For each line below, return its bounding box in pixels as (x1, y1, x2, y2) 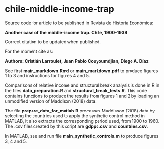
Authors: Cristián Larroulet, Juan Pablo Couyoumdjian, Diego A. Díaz (5, 58, 149, 64)
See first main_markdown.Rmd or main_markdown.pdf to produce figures (5, 68, 158, 74)
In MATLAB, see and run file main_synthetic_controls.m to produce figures (5, 133, 159, 139)
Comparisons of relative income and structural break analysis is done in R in (5, 82, 160, 88)
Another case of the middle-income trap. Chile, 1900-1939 (5, 29, 128, 35)
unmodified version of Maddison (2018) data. (5, 98, 97, 104)
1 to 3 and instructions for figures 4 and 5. (5, 73, 90, 78)
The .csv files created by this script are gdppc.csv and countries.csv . (5, 123, 149, 129)
